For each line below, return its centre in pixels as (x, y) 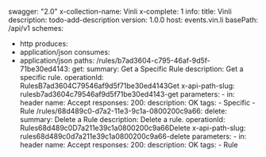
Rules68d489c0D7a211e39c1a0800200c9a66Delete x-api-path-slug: (133, 128)
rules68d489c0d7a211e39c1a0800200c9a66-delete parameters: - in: (133, 136)
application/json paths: (57, 60)
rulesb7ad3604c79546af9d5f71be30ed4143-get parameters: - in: (127, 94)
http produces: (44, 44)
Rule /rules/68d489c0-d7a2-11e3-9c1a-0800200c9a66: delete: (123, 111)
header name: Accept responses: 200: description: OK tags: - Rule (129, 145)
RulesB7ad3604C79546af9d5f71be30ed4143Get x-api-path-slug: (127, 86)
